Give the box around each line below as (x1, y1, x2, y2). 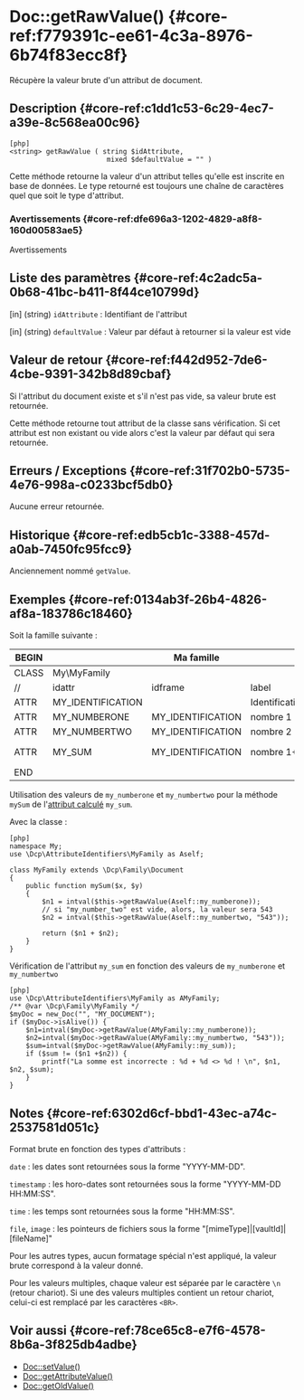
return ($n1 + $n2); (42, 929, 119, 938)
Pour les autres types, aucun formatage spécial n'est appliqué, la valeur (9, 1250, 278, 1261)
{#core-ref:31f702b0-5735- (129, 463, 291, 478)
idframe (151, 681, 185, 694)
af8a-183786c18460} (9, 606, 133, 621)
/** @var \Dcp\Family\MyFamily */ (9, 1002, 140, 1011)
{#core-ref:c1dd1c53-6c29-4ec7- (79, 101, 274, 117)
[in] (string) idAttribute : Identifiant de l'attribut (9, 308, 187, 319)
